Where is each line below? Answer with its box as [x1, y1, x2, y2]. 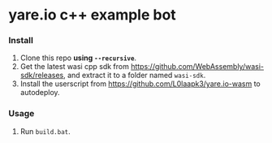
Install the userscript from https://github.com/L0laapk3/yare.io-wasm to [19, 79, 261, 89]
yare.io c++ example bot [8, 6, 176, 24]
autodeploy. [19, 88, 60, 97]
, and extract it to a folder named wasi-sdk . [63, 71, 206, 80]
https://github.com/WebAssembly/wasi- [131, 62, 265, 71]
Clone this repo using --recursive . [19, 53, 136, 63]
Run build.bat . [19, 126, 71, 136]
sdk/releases [19, 71, 64, 80]
